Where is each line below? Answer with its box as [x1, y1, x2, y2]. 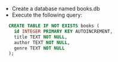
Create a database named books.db [11, 5, 100, 12]
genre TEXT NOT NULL [14, 45, 65, 51]
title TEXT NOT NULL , [14, 34, 67, 40]
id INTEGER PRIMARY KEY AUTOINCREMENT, [14, 28, 113, 35]
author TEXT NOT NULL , [14, 39, 70, 45]
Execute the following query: [11, 11, 82, 18]
